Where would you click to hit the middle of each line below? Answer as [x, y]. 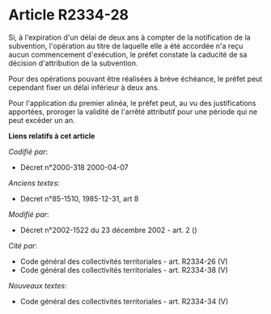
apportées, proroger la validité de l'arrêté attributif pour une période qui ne [133, 112]
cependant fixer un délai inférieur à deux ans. [84, 87]
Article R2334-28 [69, 15]
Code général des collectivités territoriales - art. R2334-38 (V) [124, 269]
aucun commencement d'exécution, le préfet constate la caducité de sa [128, 54]
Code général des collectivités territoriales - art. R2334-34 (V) [124, 301]
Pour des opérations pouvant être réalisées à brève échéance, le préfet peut [135, 78]
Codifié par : [28, 151]
